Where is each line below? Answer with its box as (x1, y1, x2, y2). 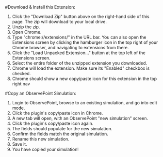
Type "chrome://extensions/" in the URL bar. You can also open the (12, 34, 147, 40)
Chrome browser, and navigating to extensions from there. (12, 45, 129, 50)
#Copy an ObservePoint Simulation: (5, 90, 77, 96)
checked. (12, 71, 31, 76)
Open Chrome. (12, 29, 42, 35)
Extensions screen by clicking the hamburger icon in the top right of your (12, 39, 158, 45)
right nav (12, 81, 30, 87)
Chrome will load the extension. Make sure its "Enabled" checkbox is (12, 65, 150, 71)
